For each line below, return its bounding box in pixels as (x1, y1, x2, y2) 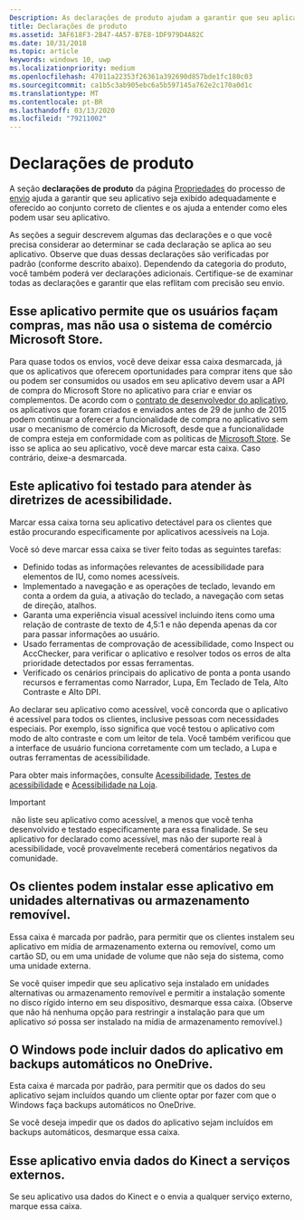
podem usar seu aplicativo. (9, 212, 110, 223)
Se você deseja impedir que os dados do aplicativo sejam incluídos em (9, 1117, 274, 1128)
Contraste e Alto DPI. (22, 686, 101, 697)
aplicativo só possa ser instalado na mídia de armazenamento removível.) (9, 1015, 283, 1027)
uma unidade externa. (9, 960, 91, 971)
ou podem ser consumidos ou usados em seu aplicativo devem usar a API (9, 375, 285, 386)
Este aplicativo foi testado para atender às (9, 479, 252, 494)
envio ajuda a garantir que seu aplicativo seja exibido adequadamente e (9, 193, 278, 204)
